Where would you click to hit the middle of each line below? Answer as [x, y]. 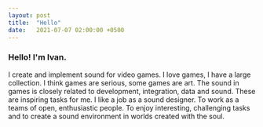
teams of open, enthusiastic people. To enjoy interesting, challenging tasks [129, 107]
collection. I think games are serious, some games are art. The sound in [124, 82]
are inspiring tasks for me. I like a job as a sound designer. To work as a [124, 100]
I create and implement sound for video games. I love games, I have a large [130, 74]
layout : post [29, 15]
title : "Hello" [35, 23]
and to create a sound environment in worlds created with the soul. [117, 116]
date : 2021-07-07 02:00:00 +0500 [66, 30]
